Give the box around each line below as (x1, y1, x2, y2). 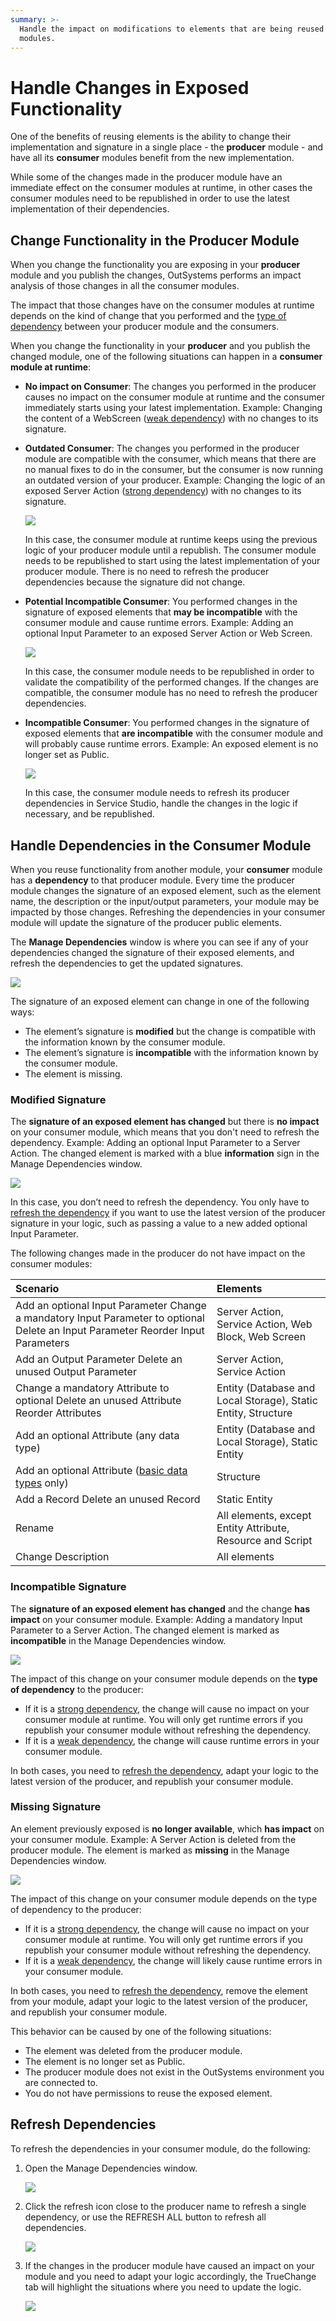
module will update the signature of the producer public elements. (10, 916, 282, 928)
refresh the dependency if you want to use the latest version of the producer (10, 1207, 326, 1219)
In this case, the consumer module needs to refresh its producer (24, 787, 290, 799)
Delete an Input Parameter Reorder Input (15, 1324, 205, 1338)
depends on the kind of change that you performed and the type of (10, 310, 287, 322)
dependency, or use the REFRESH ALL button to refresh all (24, 2211, 267, 2223)
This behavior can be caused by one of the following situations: (10, 2025, 272, 2037)
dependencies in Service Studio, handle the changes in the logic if (24, 797, 298, 810)
